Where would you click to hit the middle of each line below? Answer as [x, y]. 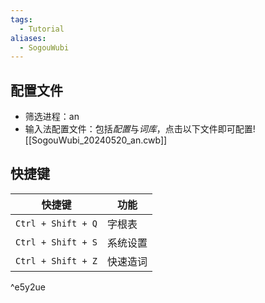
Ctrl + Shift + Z [56, 260]
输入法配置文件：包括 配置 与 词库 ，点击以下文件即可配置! [140, 129]
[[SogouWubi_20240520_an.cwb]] [96, 140]
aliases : [28, 38]
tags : [21, 19]
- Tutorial [42, 29]
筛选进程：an [52, 117]
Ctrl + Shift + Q [56, 223]
